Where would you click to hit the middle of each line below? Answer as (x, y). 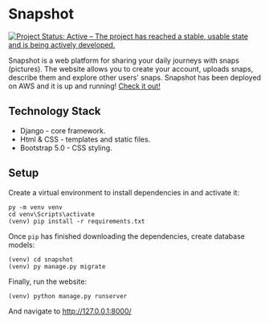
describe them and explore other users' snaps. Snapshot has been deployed (135, 77)
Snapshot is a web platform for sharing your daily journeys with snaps (124, 60)
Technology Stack (55, 111)
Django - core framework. (63, 130)
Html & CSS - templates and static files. (85, 139)
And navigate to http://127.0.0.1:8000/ (70, 311)
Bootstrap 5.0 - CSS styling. (66, 148)
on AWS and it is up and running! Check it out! (84, 86)
